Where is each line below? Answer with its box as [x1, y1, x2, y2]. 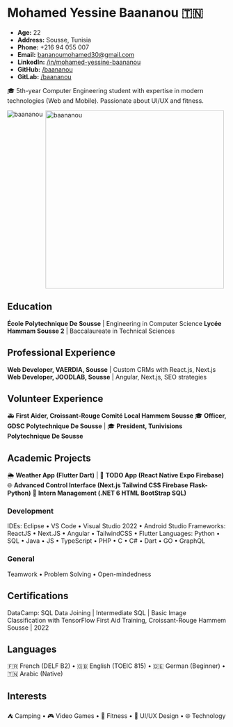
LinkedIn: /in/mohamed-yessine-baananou [17, 58, 141, 66]
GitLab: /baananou [17, 72, 72, 81]
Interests [7, 690, 47, 702]
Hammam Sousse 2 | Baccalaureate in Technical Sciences [7, 327, 175, 335]
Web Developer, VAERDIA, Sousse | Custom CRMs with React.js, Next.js [7, 365, 216, 373]
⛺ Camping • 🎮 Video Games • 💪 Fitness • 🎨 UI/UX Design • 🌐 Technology [7, 712, 226, 720]
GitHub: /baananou [17, 65, 73, 74]
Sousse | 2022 [7, 623, 49, 632]
